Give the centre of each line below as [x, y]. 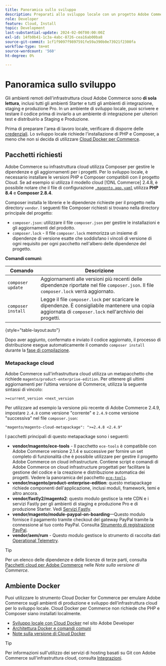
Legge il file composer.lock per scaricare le [90, 300]
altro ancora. [25, 493]
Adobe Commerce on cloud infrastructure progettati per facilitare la [81, 467]
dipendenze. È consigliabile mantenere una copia [97, 306]
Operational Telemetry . [36, 541]
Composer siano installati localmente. [43, 614]
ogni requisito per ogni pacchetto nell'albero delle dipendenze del [79, 244]
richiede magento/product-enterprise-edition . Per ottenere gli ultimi [75, 379]
